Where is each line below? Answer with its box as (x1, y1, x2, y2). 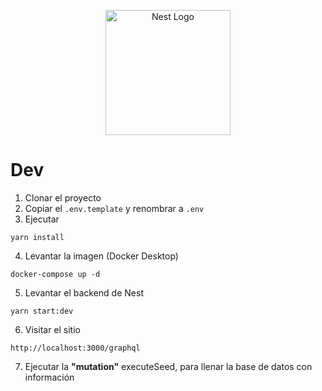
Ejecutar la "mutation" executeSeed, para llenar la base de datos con (24, 360, 313, 372)
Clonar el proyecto (24, 191, 102, 204)
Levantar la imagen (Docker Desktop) (24, 250, 179, 262)
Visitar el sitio (24, 323, 81, 335)
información (24, 371, 75, 383)
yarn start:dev (10, 306, 74, 316)
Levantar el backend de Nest (24, 286, 144, 299)
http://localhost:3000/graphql (10, 343, 141, 353)
